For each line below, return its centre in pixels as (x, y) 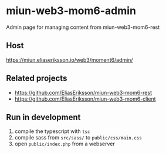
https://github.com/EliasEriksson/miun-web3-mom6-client (85, 99)
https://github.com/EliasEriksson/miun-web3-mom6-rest (83, 92)
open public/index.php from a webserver (65, 144)
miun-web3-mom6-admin (71, 11)
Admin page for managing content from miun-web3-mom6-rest (83, 27)
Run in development (43, 117)
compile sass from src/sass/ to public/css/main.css (78, 138)
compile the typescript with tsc (52, 131)
